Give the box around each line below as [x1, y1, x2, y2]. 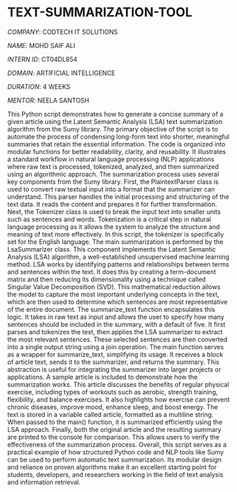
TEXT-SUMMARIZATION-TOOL [7, 4, 192, 20]
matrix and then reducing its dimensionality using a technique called [7, 275, 207, 283]
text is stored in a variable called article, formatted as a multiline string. [7, 410, 214, 418]
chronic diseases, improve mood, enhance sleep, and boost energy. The [7, 402, 218, 411]
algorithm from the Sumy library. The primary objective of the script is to [7, 124, 218, 133]
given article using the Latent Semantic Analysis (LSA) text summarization [7, 117, 223, 126]
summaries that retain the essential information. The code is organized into [7, 139, 226, 148]
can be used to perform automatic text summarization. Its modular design [7, 455, 221, 464]
